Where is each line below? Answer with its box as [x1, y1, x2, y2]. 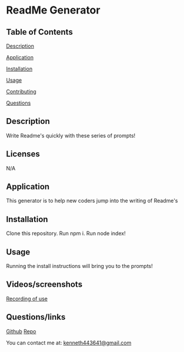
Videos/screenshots [6, 280, 83, 290]
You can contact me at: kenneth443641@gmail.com [6, 339, 132, 346]
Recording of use [6, 295, 48, 302]
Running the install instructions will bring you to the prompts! [6, 263, 153, 270]
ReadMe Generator [6, 4, 101, 17]
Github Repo [6, 327, 36, 335]
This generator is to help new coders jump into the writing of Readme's [6, 197, 178, 205]
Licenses [6, 149, 40, 159]
